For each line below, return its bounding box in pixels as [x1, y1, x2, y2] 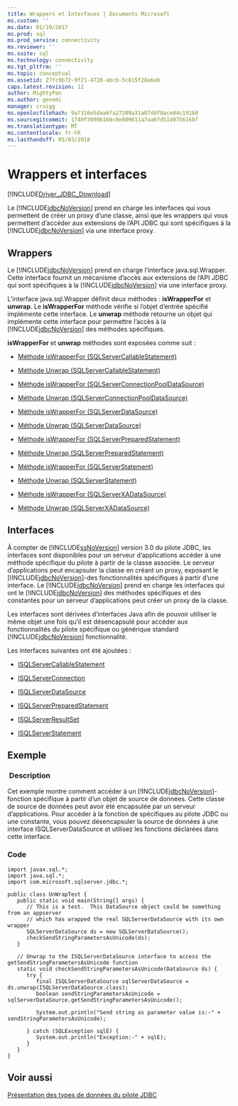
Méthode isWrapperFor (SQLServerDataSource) [17, 408, 158, 416]
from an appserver [7, 909, 62, 916]
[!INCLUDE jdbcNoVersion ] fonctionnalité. [7, 632, 128, 641]
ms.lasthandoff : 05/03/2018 [7, 136, 91, 143]
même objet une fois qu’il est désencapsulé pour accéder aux [7, 617, 188, 626]
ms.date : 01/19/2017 [7, 23, 69, 31]
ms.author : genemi [7, 97, 62, 104]
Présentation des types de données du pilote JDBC [7, 1090, 158, 1099]
